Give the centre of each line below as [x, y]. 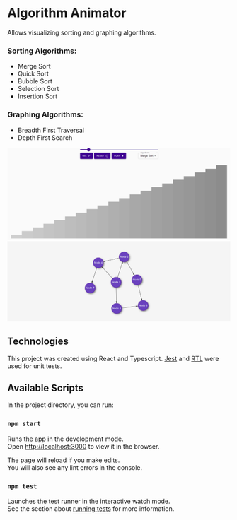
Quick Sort [33, 74]
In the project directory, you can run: [60, 405]
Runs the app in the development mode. [65, 439]
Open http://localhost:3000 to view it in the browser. [83, 446]
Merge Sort [34, 66]
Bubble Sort [35, 81]
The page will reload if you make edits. [64, 460]
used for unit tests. [35, 366]
